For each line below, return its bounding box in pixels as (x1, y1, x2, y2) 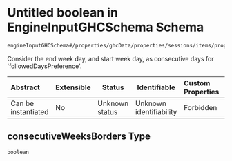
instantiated (10, 107, 49, 116)
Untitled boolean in (7, 5, 119, 21)
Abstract (10, 83, 40, 92)
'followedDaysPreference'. (7, 62, 82, 70)
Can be (10, 98, 35, 108)
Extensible (55, 83, 91, 92)
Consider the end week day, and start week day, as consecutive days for (7, 54, 214, 63)
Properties (184, 87, 220, 96)
